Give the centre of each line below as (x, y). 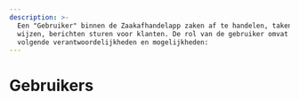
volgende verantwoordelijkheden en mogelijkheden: (113, 42)
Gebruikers (52, 86)
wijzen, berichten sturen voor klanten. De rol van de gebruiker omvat (153, 34)
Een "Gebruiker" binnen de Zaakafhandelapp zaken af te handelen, (143, 26)
